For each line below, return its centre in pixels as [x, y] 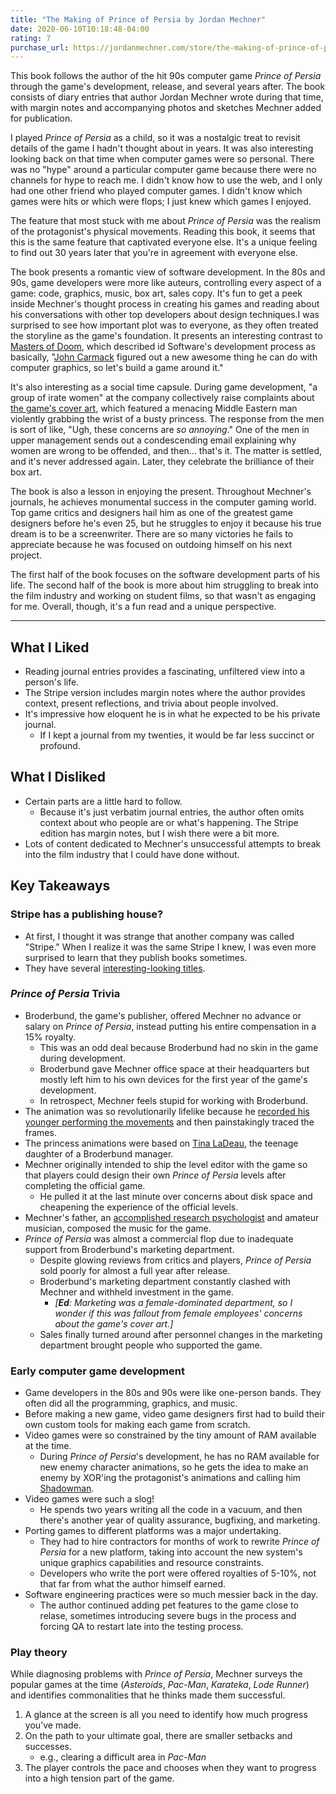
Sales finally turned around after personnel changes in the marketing [181, 1334]
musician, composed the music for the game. [118, 1228]
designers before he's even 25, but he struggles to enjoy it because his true [166, 523]
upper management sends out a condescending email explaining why [153, 440]
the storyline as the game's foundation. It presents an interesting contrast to [166, 336]
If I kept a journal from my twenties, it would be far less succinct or [177, 735]
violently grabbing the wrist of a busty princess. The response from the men [167, 419]
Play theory [39, 1653]
